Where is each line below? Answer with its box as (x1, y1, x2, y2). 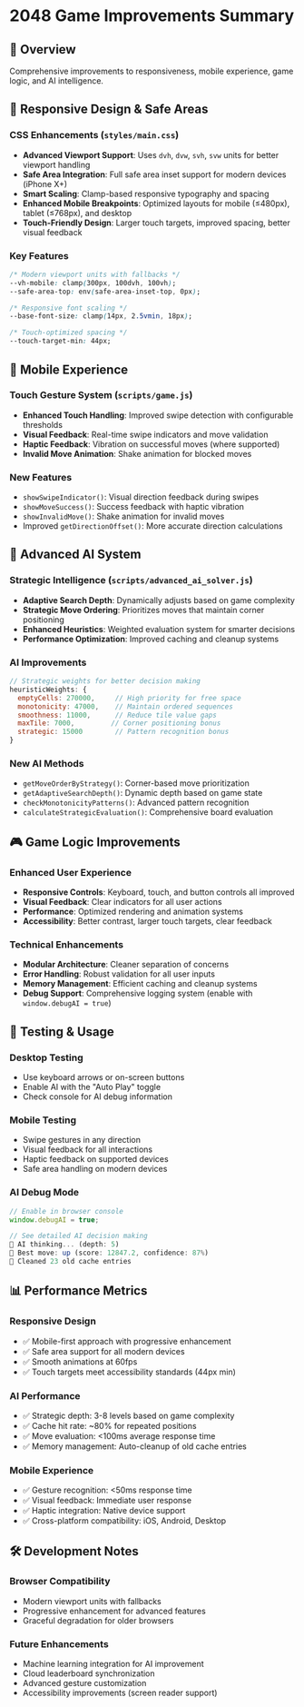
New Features (9, 471, 73, 483)
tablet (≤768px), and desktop (22, 207, 132, 218)
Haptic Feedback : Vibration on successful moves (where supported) (22, 438, 280, 450)
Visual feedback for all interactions (22, 1144, 152, 1155)
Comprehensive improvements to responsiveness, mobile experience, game (9, 65, 294, 76)
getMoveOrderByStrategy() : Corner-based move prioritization (22, 778, 250, 789)
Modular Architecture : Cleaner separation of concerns (22, 959, 230, 970)
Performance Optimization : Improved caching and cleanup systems (22, 633, 279, 644)
